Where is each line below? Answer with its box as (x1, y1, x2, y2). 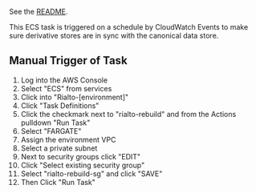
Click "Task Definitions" (20, 100, 100, 111)
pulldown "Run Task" (20, 118, 91, 127)
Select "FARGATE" (20, 126, 82, 135)
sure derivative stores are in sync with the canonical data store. (9, 31, 219, 40)
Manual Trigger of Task (9, 54, 128, 67)
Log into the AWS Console (20, 75, 108, 85)
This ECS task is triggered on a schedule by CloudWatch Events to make (9, 22, 249, 31)
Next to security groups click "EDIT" (20, 151, 141, 161)
